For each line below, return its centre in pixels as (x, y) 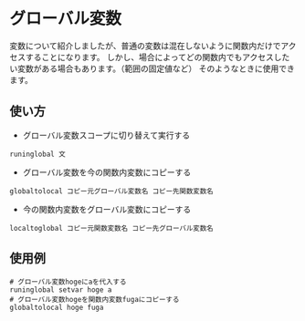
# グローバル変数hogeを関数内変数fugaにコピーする (95, 299)
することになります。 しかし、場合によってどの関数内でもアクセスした (158, 57)
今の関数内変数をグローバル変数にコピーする (107, 209)
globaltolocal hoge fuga (57, 307)
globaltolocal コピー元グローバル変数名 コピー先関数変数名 (111, 191)
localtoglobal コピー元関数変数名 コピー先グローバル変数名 (111, 228)
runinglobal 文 (37, 154)
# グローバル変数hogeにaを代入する (68, 282)
